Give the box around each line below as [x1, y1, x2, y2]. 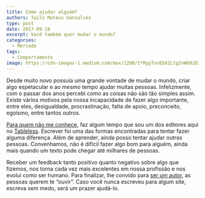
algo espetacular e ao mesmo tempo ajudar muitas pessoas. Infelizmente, [6, 83, 192, 90]
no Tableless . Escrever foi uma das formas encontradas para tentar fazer [6, 127, 190, 135]
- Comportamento [12, 54, 53, 60]
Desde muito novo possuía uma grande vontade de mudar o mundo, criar [6, 77, 190, 84]
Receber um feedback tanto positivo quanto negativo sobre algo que [6, 158, 179, 166]
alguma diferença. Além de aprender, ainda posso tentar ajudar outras [6, 133, 183, 141]
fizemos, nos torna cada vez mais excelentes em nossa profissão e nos [6, 165, 186, 172]
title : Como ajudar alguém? [6, 9, 78, 15]
